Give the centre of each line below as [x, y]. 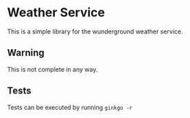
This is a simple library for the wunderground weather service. [95, 31]
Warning [26, 53]
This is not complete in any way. [52, 69]
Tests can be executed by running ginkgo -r [70, 107]
